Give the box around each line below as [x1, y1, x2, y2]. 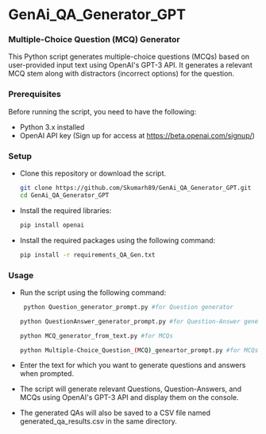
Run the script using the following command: [19, 288, 167, 297]
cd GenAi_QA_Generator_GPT [19, 191, 110, 200]
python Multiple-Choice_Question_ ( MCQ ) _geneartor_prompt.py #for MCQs [19, 346, 259, 355]
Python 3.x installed [19, 122, 85, 132]
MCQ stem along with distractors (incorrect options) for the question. [8, 69, 235, 79]
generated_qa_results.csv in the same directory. [19, 417, 177, 426]
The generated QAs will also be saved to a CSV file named [19, 408, 210, 418]
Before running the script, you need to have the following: [8, 107, 197, 116]
